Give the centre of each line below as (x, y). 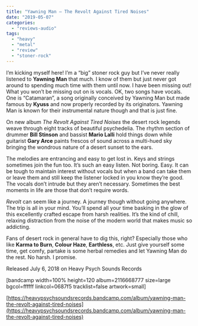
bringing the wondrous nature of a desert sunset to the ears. (80, 147)
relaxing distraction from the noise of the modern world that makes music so (99, 220)
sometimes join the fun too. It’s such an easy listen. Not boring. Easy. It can (98, 165)
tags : (13, 34)
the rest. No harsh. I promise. (41, 257)
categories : (21, 23)
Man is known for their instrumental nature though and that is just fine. (92, 110)
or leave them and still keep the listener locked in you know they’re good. (95, 177)
